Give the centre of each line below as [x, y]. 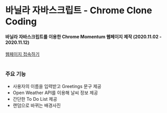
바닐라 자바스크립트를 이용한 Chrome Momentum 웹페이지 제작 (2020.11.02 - [83, 37]
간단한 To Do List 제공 [35, 99]
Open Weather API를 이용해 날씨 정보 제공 [55, 93]
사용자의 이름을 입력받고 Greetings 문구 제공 [57, 86]
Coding [21, 22]
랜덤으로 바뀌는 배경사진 [37, 105]
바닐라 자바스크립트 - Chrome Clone [79, 10]
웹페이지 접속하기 [22, 54]
